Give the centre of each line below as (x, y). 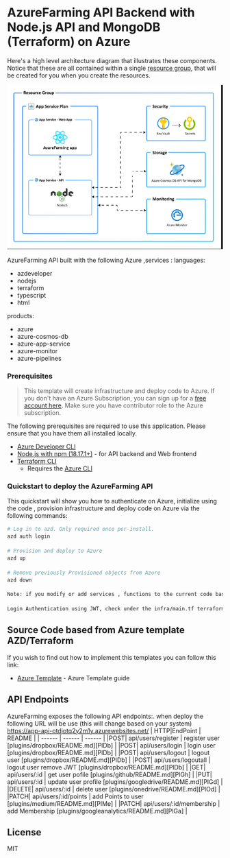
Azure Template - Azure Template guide (73, 678)
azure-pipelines (39, 358)
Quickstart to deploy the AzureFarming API (80, 486)
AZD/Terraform (40, 641)
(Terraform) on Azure (69, 42)
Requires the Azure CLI (60, 468)
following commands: (37, 516)
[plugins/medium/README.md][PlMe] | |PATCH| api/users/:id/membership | (114, 803)
